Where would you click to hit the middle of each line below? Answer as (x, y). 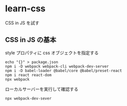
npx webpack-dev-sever (28, 98)
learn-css (25, 9)
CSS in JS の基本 (31, 40)
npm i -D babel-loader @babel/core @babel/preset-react (63, 71)
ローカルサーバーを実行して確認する (42, 89)
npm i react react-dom (28, 75)
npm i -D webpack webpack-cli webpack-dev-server (57, 66)
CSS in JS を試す (22, 23)
